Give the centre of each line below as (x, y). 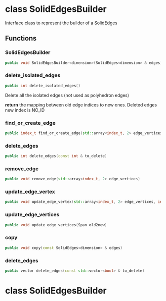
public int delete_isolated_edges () (43, 86)
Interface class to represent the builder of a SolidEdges (61, 23)
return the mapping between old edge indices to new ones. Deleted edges (81, 104)
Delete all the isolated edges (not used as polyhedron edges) (67, 95)
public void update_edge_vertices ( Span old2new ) (56, 225)
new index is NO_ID (25, 110)
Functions (21, 38)
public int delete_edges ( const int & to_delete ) (56, 156)
